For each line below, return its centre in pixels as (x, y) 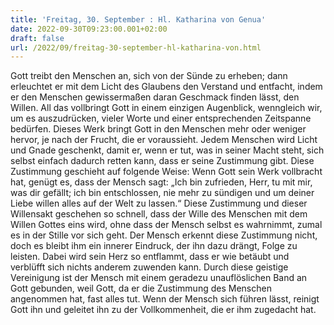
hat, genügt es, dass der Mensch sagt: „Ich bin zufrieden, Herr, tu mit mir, (161, 182)
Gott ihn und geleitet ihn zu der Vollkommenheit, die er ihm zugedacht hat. (163, 310)
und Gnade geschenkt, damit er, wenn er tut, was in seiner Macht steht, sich (167, 150)
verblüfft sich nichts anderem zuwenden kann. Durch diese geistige (149, 267)
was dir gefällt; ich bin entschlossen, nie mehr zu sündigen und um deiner (162, 193)
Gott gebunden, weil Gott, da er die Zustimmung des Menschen (141, 288)
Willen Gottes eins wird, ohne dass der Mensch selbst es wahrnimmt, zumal (166, 225)
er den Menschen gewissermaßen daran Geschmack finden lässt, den (155, 97)
